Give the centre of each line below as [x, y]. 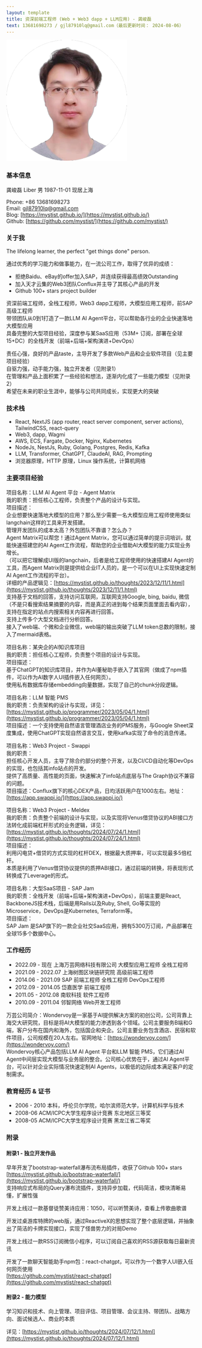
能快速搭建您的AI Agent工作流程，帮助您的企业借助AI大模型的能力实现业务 [99, 545]
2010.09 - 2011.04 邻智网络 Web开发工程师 [68, 1002]
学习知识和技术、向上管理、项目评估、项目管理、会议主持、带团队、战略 [96, 1311]
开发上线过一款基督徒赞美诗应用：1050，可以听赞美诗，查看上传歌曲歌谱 [96, 1208]
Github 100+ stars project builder [56, 290]
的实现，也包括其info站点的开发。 [48, 768]
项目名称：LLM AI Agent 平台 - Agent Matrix [61, 492]
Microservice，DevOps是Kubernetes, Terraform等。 [71, 911]
